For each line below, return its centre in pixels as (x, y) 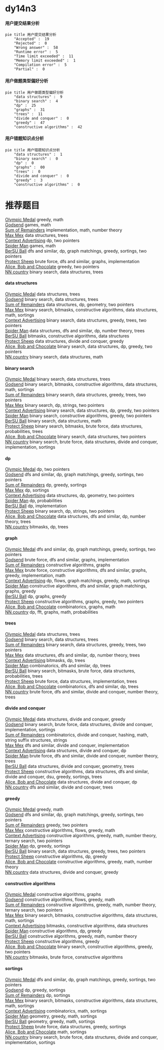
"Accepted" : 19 (32, 39)
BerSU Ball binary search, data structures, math (53, 421)
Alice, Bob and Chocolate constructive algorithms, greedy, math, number (79, 862)
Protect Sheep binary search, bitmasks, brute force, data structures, (74, 426)
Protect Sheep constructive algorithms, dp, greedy (56, 856)
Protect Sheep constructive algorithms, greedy (52, 942)
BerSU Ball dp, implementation (36, 506)
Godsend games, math (28, 225)
